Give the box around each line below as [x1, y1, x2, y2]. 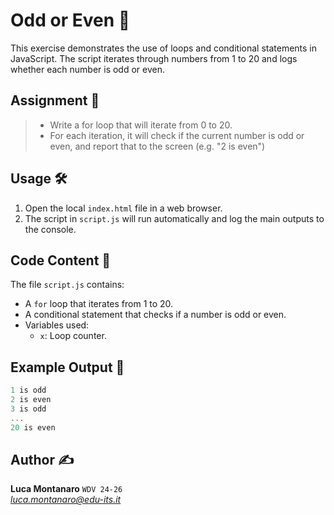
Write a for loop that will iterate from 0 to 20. [49, 119, 233, 131]
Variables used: [24, 319, 90, 331]
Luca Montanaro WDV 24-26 [10, 483, 123, 495]
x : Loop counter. [39, 330, 107, 342]
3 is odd [10, 404, 47, 414]
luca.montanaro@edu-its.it [10, 494, 122, 506]
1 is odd [10, 385, 47, 396]
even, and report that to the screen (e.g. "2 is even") [49, 140, 266, 152]
